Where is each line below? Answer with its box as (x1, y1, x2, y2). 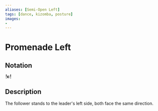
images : (5, 16, 21, 21)
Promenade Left (5, 42, 71, 53)
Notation (5, 61, 33, 69)
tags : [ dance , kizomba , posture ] (5, 12, 73, 17)
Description (5, 88, 41, 96)
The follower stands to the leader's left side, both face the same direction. (5, 101, 154, 107)
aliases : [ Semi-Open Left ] (5, 7, 60, 12)
